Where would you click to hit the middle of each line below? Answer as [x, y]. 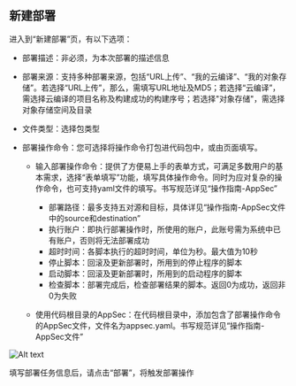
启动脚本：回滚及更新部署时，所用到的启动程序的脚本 [145, 274]
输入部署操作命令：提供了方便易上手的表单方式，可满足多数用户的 [155, 166]
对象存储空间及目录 [57, 110]
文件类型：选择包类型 [61, 128]
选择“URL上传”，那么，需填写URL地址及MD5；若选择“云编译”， [164, 88]
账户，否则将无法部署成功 [103, 240]
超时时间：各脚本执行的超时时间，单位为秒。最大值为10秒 [153, 251]
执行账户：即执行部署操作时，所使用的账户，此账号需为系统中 [161, 229]
